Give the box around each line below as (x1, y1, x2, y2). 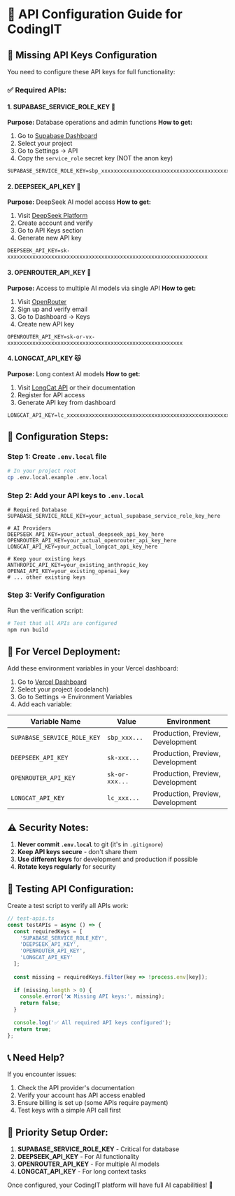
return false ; (20, 1000, 61, 1007)
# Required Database (7, 507, 68, 514)
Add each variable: (17, 700, 72, 708)
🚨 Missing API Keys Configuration (7, 49, 157, 61)
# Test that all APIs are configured (7, 619, 117, 626)
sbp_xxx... (107, 734, 143, 742)
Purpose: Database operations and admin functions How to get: (7, 118, 193, 127)
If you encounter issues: (7, 1070, 77, 1078)
